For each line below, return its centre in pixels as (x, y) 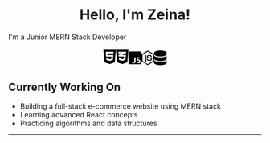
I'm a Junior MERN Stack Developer (67, 37)
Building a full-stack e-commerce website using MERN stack (120, 106)
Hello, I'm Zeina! (135, 15)
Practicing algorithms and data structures (88, 123)
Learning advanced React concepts (79, 115)
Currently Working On (65, 87)
